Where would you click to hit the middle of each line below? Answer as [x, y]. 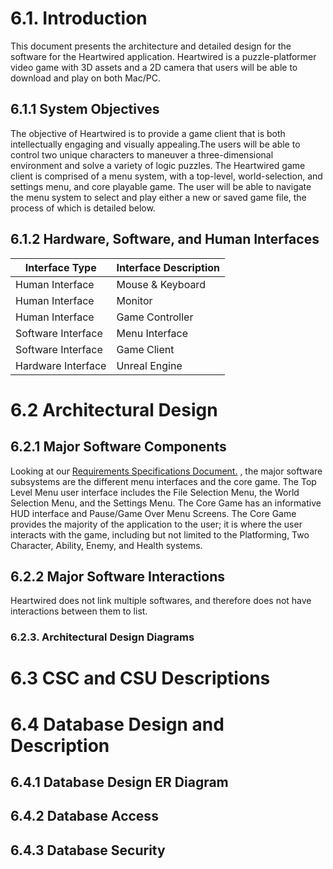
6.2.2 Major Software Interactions [117, 576]
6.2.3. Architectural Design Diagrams [102, 637]
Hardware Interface [61, 365]
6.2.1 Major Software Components [118, 447]
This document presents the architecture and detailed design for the [151, 46]
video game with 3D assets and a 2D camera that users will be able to [154, 67]
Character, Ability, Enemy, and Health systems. [106, 545]
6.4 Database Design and [117, 724]
